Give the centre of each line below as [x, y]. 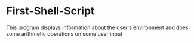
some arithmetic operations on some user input [64, 33]
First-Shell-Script [50, 11]
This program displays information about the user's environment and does [97, 27]
